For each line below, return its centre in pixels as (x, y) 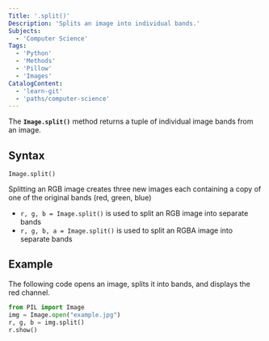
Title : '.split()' (39, 16)
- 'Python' (34, 53)
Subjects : (25, 31)
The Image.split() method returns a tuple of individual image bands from (131, 121)
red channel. (29, 293)
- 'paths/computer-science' (63, 99)
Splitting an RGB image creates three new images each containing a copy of (135, 189)
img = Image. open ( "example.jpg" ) (65, 315)
